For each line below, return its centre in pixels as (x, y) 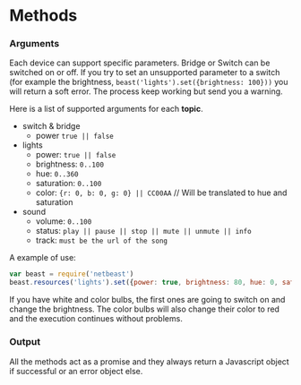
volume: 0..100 (64, 221)
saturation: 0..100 (69, 184)
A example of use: (43, 258)
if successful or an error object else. (76, 371)
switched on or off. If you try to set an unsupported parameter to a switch (145, 73)
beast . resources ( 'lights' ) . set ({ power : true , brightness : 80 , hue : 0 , (144, 283)
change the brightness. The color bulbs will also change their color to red (145, 309)
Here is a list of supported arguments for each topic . (106, 109)
